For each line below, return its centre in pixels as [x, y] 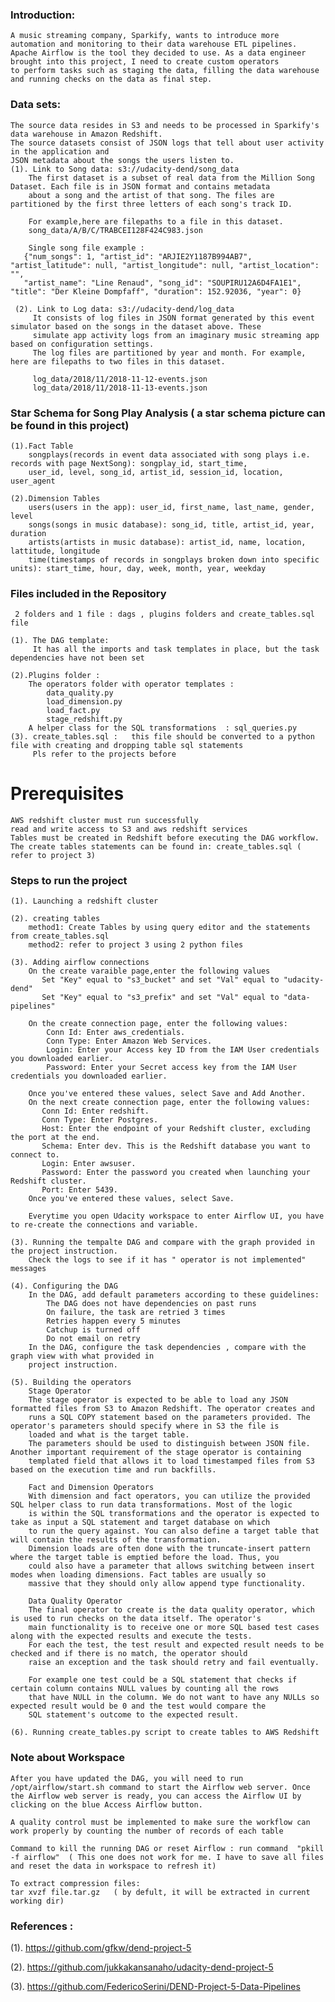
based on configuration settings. [82, 344]
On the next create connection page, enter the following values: [169, 1103]
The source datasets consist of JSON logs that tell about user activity [167, 143]
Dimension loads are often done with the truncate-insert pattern [169, 1549]
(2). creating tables [55, 919]
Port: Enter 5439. [79, 1190]
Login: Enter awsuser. [89, 1164]
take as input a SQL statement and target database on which [140, 1523]
